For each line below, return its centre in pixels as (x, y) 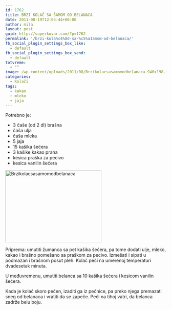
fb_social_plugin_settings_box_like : (46, 44)
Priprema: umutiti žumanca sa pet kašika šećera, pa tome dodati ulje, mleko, (86, 250)
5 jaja (18, 141)
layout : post (19, 29)
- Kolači (19, 81)
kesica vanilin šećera (35, 163)
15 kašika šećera (30, 147)
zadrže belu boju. (24, 302)
